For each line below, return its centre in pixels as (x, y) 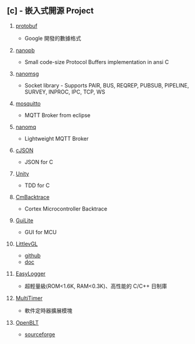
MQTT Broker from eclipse (57, 115)
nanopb (25, 50)
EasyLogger (30, 273)
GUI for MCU (40, 232)
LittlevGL (26, 244)
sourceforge (40, 334)
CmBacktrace (32, 197)
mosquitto (28, 103)
